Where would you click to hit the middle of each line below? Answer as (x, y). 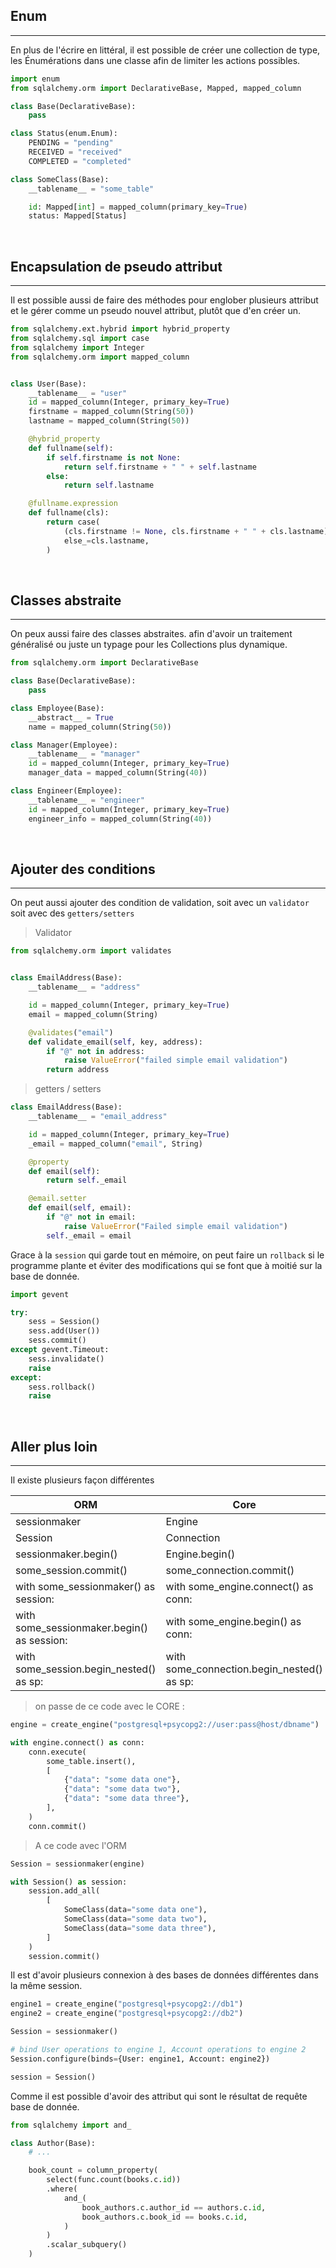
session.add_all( (64, 1891)
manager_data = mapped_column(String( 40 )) (118, 773)
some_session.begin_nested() (86, 1669)
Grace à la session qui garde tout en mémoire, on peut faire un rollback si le (167, 1255)
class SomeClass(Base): (60, 179)
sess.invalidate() (66, 1359)
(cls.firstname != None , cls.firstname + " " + (165, 531)
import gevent (40, 1294)
